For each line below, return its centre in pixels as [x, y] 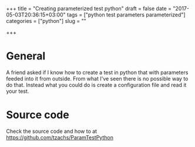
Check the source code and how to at [52, 131]
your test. [18, 91]
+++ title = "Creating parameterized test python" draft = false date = [89, 9]
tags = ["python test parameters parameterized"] [126, 15]
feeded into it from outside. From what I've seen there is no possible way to [97, 78]
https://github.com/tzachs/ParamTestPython [60, 137]
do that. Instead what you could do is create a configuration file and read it [96, 85]
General [26, 56]
